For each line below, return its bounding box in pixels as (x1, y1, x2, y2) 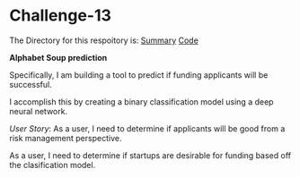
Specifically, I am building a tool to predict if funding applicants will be (9, 69, 269, 80)
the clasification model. (9, 159, 96, 170)
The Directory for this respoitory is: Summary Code (9, 35, 199, 46)
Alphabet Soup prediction (9, 52, 108, 63)
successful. (9, 79, 52, 89)
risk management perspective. (9, 132, 122, 143)
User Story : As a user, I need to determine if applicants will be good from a (9, 122, 286, 134)
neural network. (9, 105, 68, 116)
